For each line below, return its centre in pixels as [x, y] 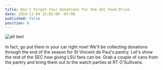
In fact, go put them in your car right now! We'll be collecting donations [76, 47]
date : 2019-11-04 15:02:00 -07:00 [40, 14]
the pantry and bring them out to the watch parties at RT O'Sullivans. [74, 62]
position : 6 [17, 23]
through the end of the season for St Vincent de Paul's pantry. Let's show [79, 52]
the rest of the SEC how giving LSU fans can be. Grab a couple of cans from [82, 57]
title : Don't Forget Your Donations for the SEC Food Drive [68, 9]
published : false [23, 18]
